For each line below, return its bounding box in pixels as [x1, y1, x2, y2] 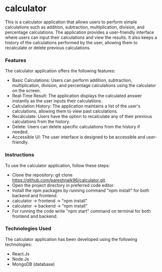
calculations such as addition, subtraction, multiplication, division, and [5, 24, 145, 30]
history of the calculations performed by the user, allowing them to [5, 39, 138, 45]
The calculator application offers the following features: [5, 68, 116, 74]
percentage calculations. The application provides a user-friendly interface [5, 29, 154, 35]
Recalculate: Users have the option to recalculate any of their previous [12, 114, 152, 119]
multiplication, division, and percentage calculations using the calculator [12, 83, 156, 88]
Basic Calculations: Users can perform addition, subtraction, [12, 77, 133, 83]
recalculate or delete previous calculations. [5, 45, 91, 51]
